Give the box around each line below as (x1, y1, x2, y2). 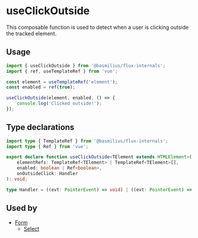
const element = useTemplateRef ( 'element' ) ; (6, 79, 118, 85)
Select (23, 225, 40, 232)
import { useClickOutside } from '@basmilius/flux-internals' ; (6, 63, 166, 69)
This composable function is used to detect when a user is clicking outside (6, 24, 189, 31)
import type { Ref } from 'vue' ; (6, 144, 89, 149)
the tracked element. (6, 30, 57, 37)
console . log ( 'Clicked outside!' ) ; (17, 100, 102, 107)
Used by (6, 203, 37, 213)
